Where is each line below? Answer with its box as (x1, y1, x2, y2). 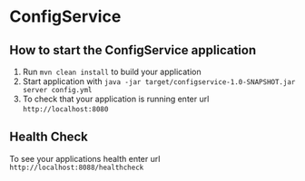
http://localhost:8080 (22, 105, 109, 114)
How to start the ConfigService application (9, 43, 257, 58)
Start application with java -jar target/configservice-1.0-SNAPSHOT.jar (22, 76, 296, 87)
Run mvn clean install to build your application (22, 66, 202, 77)
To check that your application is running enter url (22, 93, 210, 104)
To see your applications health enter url (9, 153, 161, 164)
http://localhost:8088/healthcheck (9, 163, 144, 172)
